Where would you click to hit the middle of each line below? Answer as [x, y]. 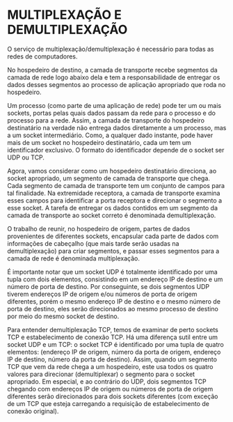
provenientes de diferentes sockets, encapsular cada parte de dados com [113, 236]
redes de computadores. [42, 56]
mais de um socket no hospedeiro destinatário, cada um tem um [99, 142]
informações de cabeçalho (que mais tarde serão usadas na [93, 243]
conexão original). [33, 411]
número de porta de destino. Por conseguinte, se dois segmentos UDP [109, 286]
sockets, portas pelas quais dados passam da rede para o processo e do [111, 113]
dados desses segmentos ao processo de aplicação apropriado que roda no [116, 84]
